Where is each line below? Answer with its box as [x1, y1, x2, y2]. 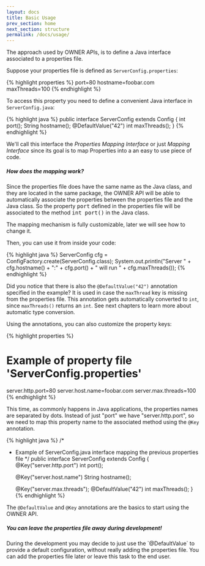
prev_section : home [6, 20, 56, 26]
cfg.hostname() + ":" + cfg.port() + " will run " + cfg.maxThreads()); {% [6, 264, 185, 271]
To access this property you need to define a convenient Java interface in [6, 97, 193, 105]
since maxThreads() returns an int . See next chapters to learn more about [6, 302, 192, 309]
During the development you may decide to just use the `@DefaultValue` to [6, 540, 195, 547]
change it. [6, 227, 32, 235]
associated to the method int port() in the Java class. [6, 209, 150, 216]
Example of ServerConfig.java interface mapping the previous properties [15, 448, 199, 456]
